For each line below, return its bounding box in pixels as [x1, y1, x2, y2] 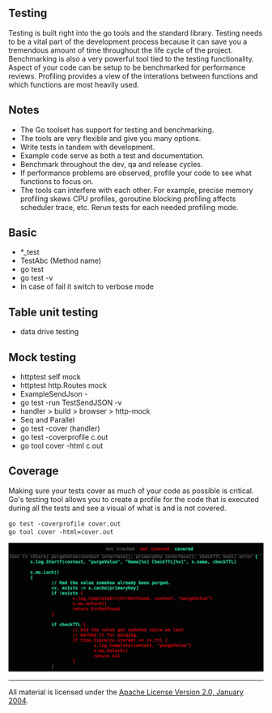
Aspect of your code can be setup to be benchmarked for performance [8, 62, 246, 72]
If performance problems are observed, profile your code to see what [19, 168, 253, 178]
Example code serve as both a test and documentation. [19, 150, 205, 161]
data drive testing [19, 327, 79, 337]
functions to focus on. [19, 176, 94, 186]
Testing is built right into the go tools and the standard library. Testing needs [8, 28, 263, 37]
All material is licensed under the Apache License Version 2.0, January [8, 687, 244, 697]
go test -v [19, 273, 53, 283]
